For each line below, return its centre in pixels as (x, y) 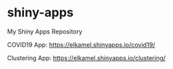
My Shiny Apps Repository (45, 31)
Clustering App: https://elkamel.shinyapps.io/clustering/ (86, 58)
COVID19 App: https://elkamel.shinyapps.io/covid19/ (81, 44)
